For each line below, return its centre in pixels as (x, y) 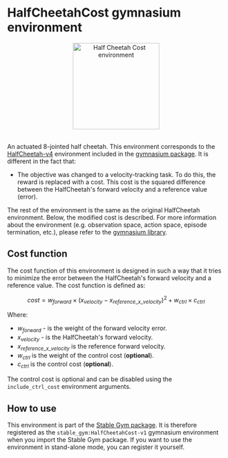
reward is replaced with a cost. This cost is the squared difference (111, 182)
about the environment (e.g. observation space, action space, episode (107, 225)
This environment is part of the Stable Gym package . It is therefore (102, 425)
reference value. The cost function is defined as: (76, 285)
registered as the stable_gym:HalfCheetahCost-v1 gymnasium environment (113, 432)
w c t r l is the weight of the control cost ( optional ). (85, 356)
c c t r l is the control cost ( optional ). (65, 365)
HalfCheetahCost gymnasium (94, 13)
